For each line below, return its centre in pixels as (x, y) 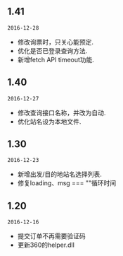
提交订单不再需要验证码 (51, 236)
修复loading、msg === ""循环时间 (67, 183)
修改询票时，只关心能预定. (55, 42)
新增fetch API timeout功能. (56, 59)
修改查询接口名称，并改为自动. (61, 112)
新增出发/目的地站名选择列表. (59, 174)
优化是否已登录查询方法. (52, 51)
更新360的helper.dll (46, 245)
